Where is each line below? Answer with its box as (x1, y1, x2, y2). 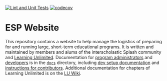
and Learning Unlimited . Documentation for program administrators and (5, 54, 152, 60)
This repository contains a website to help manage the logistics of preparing (5, 38, 162, 44)
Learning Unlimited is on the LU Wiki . (5, 70, 81, 76)
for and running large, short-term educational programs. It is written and (5, 44, 154, 50)
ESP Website (5, 22, 59, 33)
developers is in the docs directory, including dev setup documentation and (5, 60, 159, 66)
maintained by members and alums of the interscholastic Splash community (5, 49, 161, 55)
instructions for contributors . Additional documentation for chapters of (5, 65, 150, 71)
